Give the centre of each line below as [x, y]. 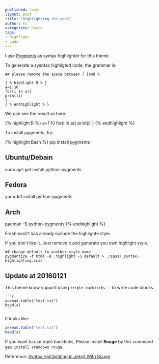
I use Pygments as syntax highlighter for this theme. [58, 56]
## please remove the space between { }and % [52, 74]
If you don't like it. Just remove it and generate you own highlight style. [77, 243]
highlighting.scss [24, 261]
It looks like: [17, 318]
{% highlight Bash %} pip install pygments [48, 142]
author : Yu [16, 23]
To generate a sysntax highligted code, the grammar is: [61, 65]
